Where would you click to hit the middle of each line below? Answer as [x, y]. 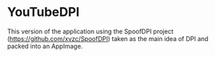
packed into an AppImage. [45, 46]
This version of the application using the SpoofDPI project [90, 31]
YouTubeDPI [44, 12]
